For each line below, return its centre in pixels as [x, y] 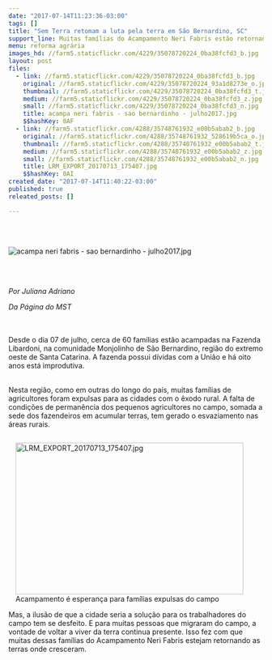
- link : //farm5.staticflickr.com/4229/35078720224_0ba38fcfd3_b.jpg [135, 76]
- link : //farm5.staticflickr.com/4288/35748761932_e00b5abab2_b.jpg [135, 129]
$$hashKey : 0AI [49, 174]
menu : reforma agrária [47, 46]
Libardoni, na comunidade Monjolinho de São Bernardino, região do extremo [136, 348]
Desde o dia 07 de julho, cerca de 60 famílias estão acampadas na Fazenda [135, 339]
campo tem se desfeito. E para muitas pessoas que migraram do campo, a [132, 623]
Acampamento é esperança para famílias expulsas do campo [118, 598]
